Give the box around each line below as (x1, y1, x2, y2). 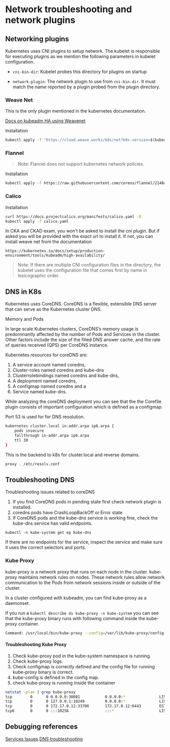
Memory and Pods (5, 316, 44, 322)
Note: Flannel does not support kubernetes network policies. (17, 161, 144, 167)
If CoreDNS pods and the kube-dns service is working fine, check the (12, 515, 158, 521)
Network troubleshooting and (5, 4, 133, 15)
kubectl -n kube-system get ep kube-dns (5, 530, 92, 535)
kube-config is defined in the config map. (12, 674, 100, 681)
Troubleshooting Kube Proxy (5, 641, 67, 648)
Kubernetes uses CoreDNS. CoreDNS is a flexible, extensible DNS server (5, 301, 157, 307)
